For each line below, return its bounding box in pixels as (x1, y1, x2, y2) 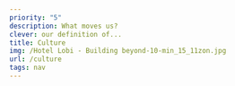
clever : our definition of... (9, 30, 123, 39)
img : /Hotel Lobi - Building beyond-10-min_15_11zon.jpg (9, 47, 227, 56)
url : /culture (9, 55, 63, 64)
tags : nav (9, 64, 47, 73)
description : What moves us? (9, 21, 118, 30)
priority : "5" (9, 13, 63, 22)
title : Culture (9, 38, 66, 47)
